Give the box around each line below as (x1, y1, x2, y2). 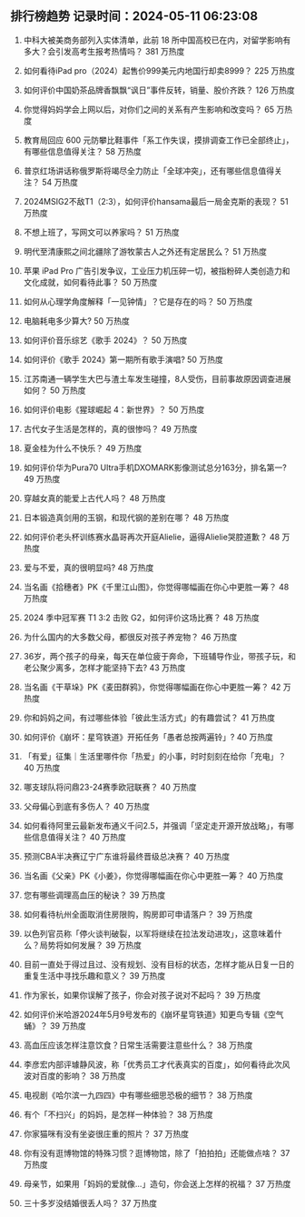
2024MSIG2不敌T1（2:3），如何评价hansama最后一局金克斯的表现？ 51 (23, 196, 289, 206)
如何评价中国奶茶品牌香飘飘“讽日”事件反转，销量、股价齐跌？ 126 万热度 (23, 85, 295, 96)
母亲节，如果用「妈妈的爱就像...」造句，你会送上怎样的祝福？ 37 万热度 (23, 1178, 291, 1189)
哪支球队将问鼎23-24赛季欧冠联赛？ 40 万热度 (23, 781, 198, 792)
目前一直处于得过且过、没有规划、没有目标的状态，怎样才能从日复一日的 (23, 959, 294, 970)
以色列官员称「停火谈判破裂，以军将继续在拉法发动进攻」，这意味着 (23, 928, 275, 939)
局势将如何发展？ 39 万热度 (39, 940, 143, 950)
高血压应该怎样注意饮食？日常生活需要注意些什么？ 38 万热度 (23, 1040, 253, 1051)
